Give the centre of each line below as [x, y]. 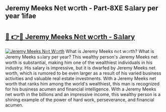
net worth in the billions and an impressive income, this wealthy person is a [83, 94]
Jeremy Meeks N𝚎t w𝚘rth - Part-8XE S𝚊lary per [82, 8]
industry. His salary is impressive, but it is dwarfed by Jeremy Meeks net [80, 68]
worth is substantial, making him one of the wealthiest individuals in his [79, 62]
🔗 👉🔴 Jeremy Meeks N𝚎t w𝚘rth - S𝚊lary [70, 37]
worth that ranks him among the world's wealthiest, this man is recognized [82, 84]
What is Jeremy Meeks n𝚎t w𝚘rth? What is [110, 51]
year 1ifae [21, 16]
